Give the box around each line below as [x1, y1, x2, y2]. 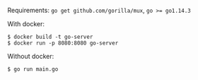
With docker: [7, 20, 45, 28]
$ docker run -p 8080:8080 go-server [7, 40, 119, 47]
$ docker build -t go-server [7, 33, 93, 40]
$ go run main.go [7, 66, 59, 73]
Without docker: [7, 52, 54, 60]
